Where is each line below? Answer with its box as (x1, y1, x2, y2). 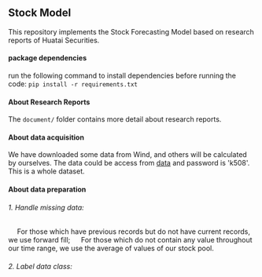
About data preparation (8, 184, 87, 195)
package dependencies (8, 53, 87, 63)
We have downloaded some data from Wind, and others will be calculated (8, 150, 248, 159)
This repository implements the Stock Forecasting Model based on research (8, 27, 254, 36)
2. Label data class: (8, 261, 72, 271)
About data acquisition (8, 133, 85, 142)
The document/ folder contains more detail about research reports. (8, 115, 222, 124)
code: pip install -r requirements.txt (8, 79, 138, 89)
